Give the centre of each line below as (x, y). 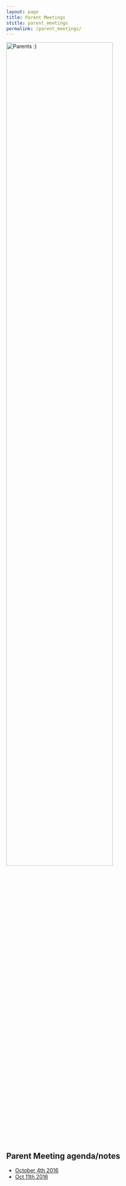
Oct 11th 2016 (31, 1177)
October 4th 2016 (37, 1170)
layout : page (22, 12)
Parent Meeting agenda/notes (63, 1156)
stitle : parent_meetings (37, 23)
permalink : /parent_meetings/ (44, 29)
